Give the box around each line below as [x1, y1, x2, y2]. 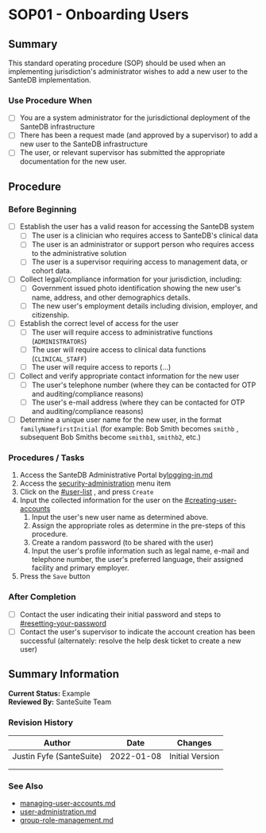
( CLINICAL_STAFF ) [31, 354, 87, 363]
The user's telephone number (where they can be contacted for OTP [31, 380, 256, 389]
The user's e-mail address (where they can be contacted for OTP [31, 397, 245, 407]
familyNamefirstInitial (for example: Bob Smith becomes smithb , [19, 424, 239, 434]
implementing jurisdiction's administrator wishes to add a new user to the [8, 67, 249, 76]
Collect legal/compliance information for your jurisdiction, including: [19, 274, 242, 284]
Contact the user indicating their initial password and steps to [19, 610, 221, 619]
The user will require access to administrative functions [31, 327, 213, 337]
